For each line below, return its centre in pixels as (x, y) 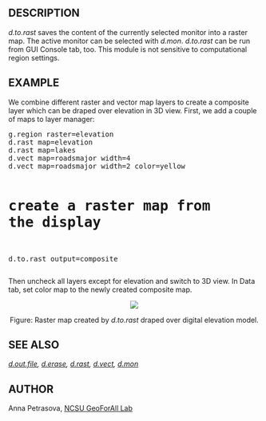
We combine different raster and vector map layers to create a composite (129, 102)
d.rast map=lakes (42, 150)
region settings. (34, 57)
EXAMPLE (34, 83)
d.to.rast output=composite (63, 259)
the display (55, 222)
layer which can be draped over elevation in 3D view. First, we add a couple (133, 110)
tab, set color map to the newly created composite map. (100, 289)
